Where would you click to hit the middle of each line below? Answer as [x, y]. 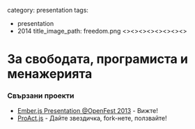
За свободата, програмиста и [97, 59]
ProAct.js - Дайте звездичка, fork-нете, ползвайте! [92, 119]
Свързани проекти [41, 96]
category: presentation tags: [48, 10]
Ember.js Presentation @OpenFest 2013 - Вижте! [87, 111]
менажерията [50, 74]
